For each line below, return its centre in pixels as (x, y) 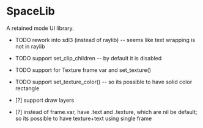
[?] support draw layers (45, 100)
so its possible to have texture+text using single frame (83, 118)
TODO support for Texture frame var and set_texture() (83, 70)
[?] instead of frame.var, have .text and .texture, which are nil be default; (106, 112)
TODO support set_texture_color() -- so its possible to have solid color (104, 82)
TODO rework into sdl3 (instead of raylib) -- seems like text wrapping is (105, 40)
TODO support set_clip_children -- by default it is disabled (88, 58)
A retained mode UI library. (40, 28)
